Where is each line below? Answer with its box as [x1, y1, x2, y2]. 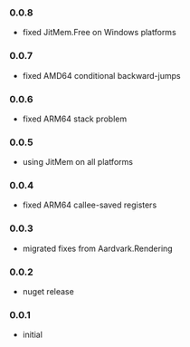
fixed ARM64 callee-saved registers [22, 199, 157, 210]
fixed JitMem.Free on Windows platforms [22, 27, 176, 38]
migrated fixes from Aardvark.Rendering [22, 243, 174, 254]
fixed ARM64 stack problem [22, 113, 128, 124]
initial [22, 329, 43, 341]
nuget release [22, 286, 74, 297]
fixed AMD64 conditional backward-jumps [22, 70, 181, 81]
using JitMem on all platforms [22, 157, 134, 168]
